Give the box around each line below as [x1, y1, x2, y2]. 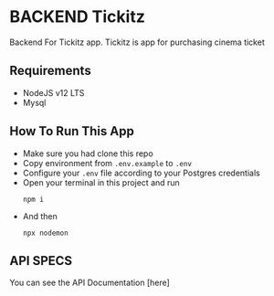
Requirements [9, 63, 91, 79]
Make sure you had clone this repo [22, 148, 153, 159]
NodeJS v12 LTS [22, 87, 85, 98]
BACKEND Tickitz [9, 6, 146, 27]
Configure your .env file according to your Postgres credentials [22, 167, 260, 178]
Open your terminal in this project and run [22, 176, 180, 188]
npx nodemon [22, 228, 68, 238]
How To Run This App [9, 123, 134, 139]
